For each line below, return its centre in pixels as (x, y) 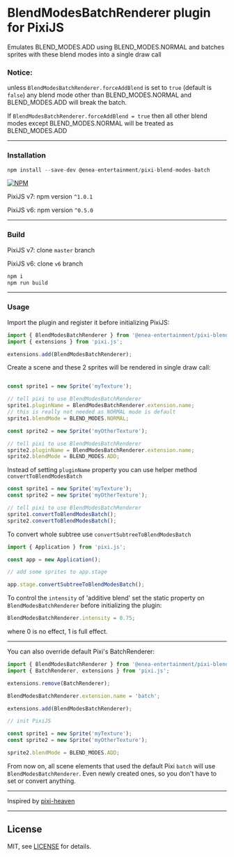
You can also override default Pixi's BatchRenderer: (81, 651)
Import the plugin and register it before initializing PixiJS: (88, 322)
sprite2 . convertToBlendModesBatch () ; (62, 521)
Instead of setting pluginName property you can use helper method (102, 470)
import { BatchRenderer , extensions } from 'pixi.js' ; (88, 671)
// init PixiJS (29, 721)
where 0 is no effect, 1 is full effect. (57, 631)
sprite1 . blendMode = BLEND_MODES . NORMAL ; (68, 418)
